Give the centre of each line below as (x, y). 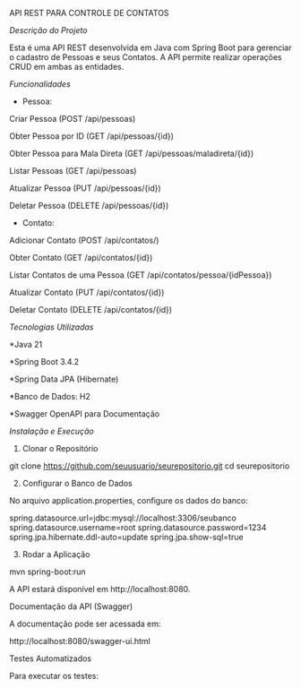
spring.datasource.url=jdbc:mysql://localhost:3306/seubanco (123, 518)
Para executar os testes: (54, 676)
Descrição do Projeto (48, 30)
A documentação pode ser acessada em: (85, 623)
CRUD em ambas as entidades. (67, 67)
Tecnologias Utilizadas (52, 327)
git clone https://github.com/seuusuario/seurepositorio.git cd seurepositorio (150, 466)
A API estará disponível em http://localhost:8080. (100, 589)
